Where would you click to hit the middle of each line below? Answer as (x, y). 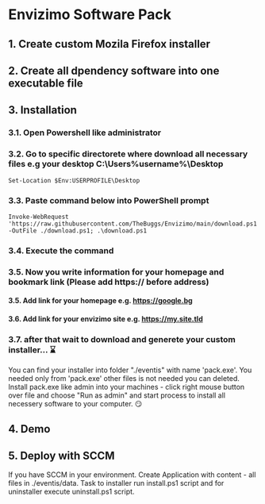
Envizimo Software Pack (90, 15)
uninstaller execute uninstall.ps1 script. (71, 492)
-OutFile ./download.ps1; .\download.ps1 (78, 231)
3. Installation (43, 110)
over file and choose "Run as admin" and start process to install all (117, 395)
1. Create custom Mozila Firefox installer (109, 44)
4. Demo (29, 429)
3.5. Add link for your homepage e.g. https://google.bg (100, 301)
